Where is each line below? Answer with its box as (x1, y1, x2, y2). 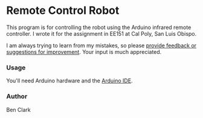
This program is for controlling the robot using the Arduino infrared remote (6, 24, 192, 31)
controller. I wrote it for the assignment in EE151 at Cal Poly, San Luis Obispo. (6, 30, 197, 37)
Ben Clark (6, 106, 31, 113)
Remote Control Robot (6, 4, 120, 18)
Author (6, 92, 28, 100)
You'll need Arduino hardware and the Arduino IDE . (6, 77, 133, 85)
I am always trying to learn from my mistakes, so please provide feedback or (6, 42, 197, 49)
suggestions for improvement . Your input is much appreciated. (6, 48, 162, 55)
